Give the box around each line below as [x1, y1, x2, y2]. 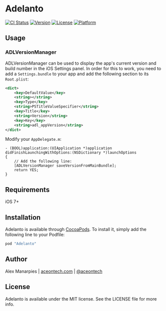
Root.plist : [5, 76, 29, 82]
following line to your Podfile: [5, 232, 65, 237]
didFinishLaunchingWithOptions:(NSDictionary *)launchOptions [5, 150, 137, 155]
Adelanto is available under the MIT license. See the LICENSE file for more [5, 296, 157, 302]
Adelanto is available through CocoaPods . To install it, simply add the [5, 226, 147, 232]
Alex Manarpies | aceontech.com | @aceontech [5, 268, 103, 274]
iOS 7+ [5, 199, 19, 205]
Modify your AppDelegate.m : [5, 136, 62, 142]
